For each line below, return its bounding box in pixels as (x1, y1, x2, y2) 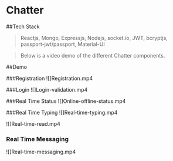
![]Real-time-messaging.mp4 (6, 148, 76, 156)
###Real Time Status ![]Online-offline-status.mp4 (6, 98, 126, 105)
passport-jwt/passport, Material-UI (20, 41, 105, 48)
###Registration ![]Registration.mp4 (6, 75, 93, 82)
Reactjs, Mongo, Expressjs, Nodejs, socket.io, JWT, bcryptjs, (20, 34, 168, 41)
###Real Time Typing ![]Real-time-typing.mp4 (6, 109, 118, 116)
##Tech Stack (6, 23, 40, 30)
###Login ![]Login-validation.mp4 (6, 86, 88, 93)
